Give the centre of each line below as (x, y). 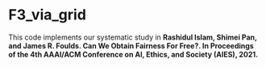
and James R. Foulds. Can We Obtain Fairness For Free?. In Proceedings (131, 45)
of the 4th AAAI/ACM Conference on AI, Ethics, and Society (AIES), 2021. (133, 54)
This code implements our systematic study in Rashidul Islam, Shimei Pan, (133, 37)
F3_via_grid (48, 15)
